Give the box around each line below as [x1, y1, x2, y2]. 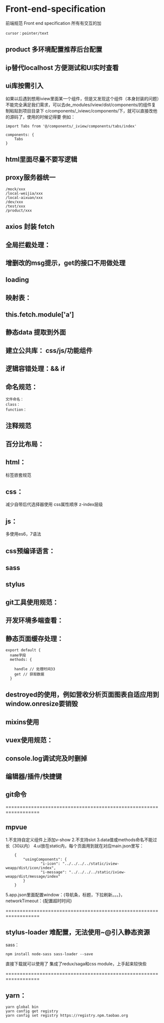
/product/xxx [5, 208, 32, 213]
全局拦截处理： [5, 240, 51, 249]
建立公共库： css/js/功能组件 [5, 346, 93, 355]
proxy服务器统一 [5, 174, 56, 182]
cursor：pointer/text [5, 31, 49, 36]
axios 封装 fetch [5, 222, 55, 231]
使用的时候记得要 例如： [26, 114, 75, 120]
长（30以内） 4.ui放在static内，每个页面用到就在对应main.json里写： [5, 843, 144, 849]
